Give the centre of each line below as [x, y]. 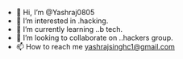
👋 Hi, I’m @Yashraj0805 [55, 12]
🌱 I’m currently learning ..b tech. [69, 29]
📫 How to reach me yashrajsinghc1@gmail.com [96, 47]
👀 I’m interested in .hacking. [62, 21]
